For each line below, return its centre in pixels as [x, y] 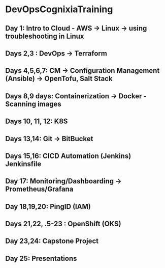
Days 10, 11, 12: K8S [37, 122]
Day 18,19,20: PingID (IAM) [48, 207]
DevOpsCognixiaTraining [59, 9]
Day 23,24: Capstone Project [52, 241]
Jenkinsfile [23, 164]
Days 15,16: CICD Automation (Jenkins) [68, 156]
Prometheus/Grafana [39, 189]
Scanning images [34, 104]
